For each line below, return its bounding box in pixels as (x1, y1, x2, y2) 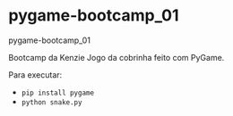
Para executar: (8, 69, 63, 80)
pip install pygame (21, 88, 95, 97)
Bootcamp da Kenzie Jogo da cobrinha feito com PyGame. (8, 52, 225, 62)
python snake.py (21, 97, 82, 107)
